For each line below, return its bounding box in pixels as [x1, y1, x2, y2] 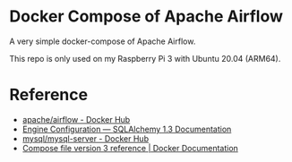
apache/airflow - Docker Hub [21, 114, 131, 124]
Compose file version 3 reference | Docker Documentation [21, 142, 239, 153]
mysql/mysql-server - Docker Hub [21, 132, 150, 144]
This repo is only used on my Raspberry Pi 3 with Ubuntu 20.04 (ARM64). [9, 53, 281, 64]
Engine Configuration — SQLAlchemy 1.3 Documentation [21, 124, 232, 134]
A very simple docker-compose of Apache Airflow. [9, 36, 196, 47]
